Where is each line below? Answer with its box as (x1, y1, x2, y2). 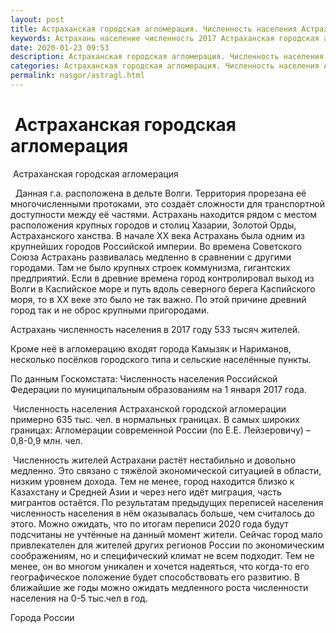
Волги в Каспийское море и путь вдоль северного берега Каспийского (10, 282, 316, 295)
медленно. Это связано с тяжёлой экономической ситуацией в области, (10, 464, 322, 476)
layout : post (10, 14, 65, 25)
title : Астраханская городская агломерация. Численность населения (10, 24, 298, 34)
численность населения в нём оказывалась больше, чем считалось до (10, 507, 315, 519)
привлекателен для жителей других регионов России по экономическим (10, 539, 325, 551)
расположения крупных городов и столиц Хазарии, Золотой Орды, (10, 219, 297, 231)
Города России (10, 611, 75, 623)
